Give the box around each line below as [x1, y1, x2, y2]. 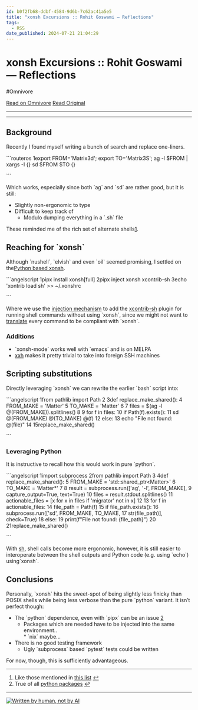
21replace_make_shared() [6, 522, 68, 530]
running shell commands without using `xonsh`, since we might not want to [6, 311, 188, 318]
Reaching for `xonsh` [6, 242, 85, 252]
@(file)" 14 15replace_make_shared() [6, 421, 95, 428]
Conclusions [6, 574, 54, 584]
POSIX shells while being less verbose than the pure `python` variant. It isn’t [6, 596, 190, 603]
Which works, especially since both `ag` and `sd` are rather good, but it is [6, 183, 184, 190]
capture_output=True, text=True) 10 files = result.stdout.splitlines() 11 [6, 491, 173, 498]
